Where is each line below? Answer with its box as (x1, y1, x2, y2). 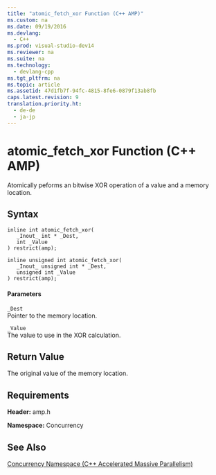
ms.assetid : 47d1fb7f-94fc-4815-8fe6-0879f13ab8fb (7, 87, 156, 94)
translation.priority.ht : (7, 101, 82, 107)
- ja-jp (13, 113, 36, 120)
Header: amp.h (7, 408, 51, 416)
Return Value (7, 351, 64, 363)
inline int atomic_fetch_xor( (7, 227, 95, 234)
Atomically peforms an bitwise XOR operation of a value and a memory (7, 181, 209, 189)
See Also (7, 441, 46, 453)
